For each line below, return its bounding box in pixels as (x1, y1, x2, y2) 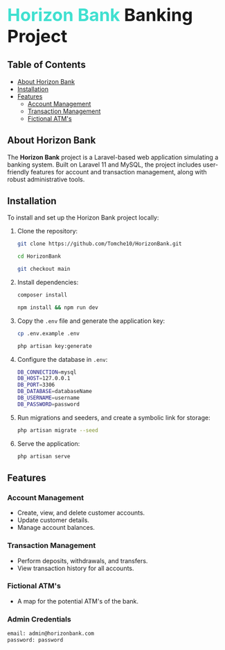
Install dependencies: (17, 278, 79, 287)
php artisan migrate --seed (17, 426, 98, 434)
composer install (17, 292, 68, 299)
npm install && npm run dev (17, 303, 98, 311)
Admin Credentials (7, 614, 71, 624)
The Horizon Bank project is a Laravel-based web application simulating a (7, 153, 219, 161)
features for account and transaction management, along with (30, 167, 208, 176)
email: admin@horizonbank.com (7, 630, 95, 637)
